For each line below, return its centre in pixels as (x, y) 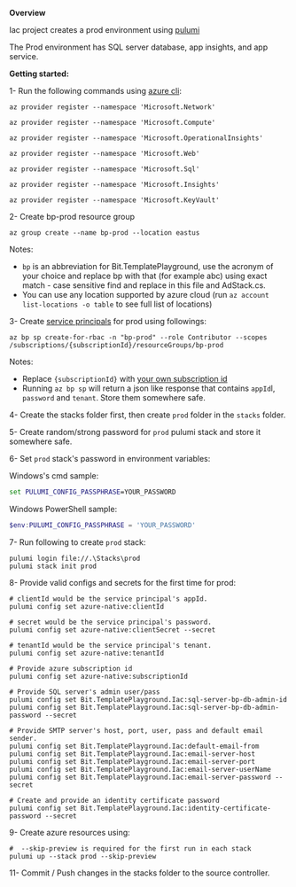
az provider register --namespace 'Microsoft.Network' (113, 107)
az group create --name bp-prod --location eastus (105, 233)
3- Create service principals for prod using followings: (108, 321)
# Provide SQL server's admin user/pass (85, 692)
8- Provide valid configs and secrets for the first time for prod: (123, 582)
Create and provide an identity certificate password (118, 800)
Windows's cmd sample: (54, 476)
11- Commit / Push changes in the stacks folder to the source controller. (140, 873)
